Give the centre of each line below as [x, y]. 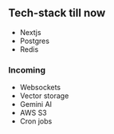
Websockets [40, 88]
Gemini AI [36, 104]
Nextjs [30, 32]
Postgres [35, 41]
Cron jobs [36, 121]
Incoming [27, 69]
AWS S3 [33, 113]
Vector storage [44, 96]
